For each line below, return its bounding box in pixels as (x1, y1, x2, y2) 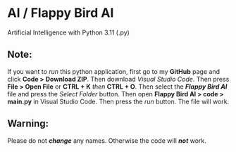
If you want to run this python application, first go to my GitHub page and (7, 67, 221, 75)
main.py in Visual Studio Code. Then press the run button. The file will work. (7, 97, 230, 106)
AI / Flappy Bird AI (7, 5, 114, 21)
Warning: (7, 118, 49, 129)
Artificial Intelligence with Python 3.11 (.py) (7, 28, 130, 37)
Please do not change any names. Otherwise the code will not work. (7, 136, 206, 145)
